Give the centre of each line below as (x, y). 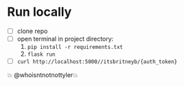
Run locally (39, 12)
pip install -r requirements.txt (75, 47)
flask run (42, 55)
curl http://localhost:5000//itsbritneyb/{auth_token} (97, 62)
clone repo (32, 31)
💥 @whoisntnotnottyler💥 (43, 75)
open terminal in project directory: (65, 39)
